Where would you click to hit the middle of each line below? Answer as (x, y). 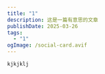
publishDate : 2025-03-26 (43, 26)
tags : (15, 33)
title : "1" (23, 13)
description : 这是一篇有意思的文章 (52, 20)
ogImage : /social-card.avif (47, 45)
